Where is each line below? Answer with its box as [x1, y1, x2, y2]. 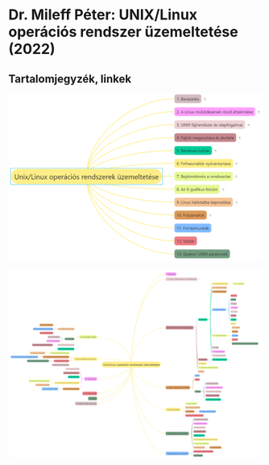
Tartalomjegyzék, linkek [8, 72, 131, 85]
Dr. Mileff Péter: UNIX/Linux [8, 6, 198, 24]
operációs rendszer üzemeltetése [8, 23, 239, 41]
